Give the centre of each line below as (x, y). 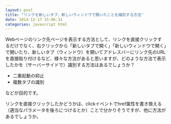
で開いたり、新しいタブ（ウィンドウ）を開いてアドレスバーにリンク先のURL (86, 52)
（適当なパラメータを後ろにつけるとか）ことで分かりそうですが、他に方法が (86, 110)
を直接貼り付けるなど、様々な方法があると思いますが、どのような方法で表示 (86, 59)
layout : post (19, 10)
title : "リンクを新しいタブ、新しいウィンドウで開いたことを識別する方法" (75, 15)
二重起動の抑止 (28, 76)
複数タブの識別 (28, 82)
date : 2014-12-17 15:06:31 (34, 19)
